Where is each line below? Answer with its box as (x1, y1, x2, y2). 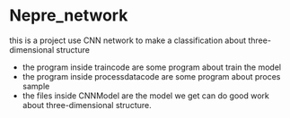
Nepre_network (9, 5, 128, 26)
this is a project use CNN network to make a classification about (9, 35, 247, 46)
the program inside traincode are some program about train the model (22, 62, 281, 72)
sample (22, 80, 50, 91)
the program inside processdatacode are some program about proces (22, 71, 281, 81)
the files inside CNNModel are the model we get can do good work (22, 90, 269, 101)
